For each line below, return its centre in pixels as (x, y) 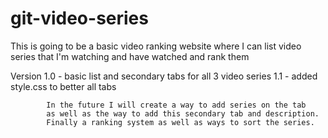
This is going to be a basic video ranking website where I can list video (156, 46)
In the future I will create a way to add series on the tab (176, 105)
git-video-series (79, 18)
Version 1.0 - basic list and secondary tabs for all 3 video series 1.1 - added (164, 76)
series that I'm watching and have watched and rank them (130, 56)
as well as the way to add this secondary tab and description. (183, 113)
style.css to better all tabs (63, 86)
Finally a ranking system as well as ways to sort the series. (180, 122)
